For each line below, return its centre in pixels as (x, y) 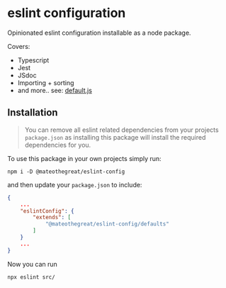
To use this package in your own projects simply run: (84, 158)
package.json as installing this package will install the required (115, 137)
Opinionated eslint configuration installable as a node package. (99, 33)
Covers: (19, 46)
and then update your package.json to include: (75, 184)
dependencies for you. (58, 145)
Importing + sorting (46, 82)
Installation (33, 112)
